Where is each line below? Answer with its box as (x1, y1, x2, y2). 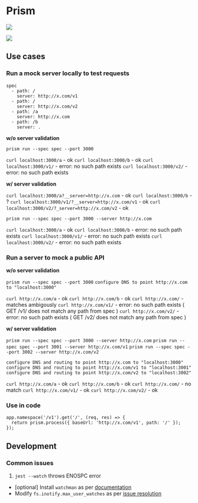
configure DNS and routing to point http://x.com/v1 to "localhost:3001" (6, 365, 192, 371)
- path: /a (11, 108, 38, 115)
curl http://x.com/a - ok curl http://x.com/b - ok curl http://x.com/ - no (6, 380, 191, 387)
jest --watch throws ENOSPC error (14, 472, 102, 479)
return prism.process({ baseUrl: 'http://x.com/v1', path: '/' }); (11, 420, 181, 426)
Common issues (6, 459, 54, 467)
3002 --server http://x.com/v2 (21, 349, 99, 355)
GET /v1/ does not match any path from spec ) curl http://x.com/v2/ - (6, 307, 179, 314)
